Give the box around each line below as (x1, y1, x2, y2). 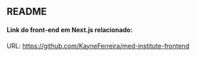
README (6, 6, 47, 18)
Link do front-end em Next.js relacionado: (6, 25, 133, 34)
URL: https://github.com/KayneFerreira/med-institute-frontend (6, 41, 190, 50)
